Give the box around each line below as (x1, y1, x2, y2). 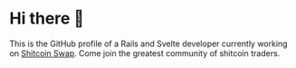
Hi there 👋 (9, 8, 84, 29)
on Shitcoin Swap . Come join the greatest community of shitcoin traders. (9, 47, 281, 58)
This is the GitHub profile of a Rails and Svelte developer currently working (9, 38, 288, 49)
